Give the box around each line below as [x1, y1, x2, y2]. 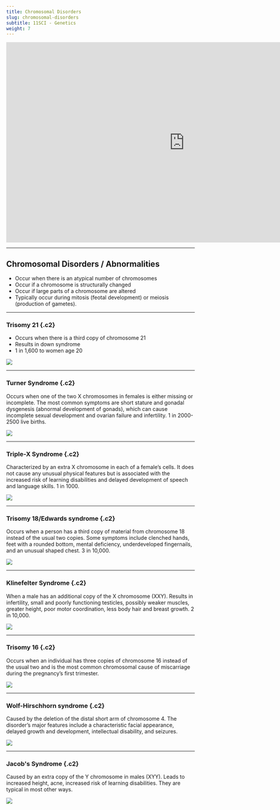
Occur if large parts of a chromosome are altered [14, 288, 136, 295]
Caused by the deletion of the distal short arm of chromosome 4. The [6, 715, 177, 723]
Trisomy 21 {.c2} [6, 321, 56, 329]
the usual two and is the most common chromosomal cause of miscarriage [6, 663, 190, 670]
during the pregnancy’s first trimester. [6, 669, 99, 677]
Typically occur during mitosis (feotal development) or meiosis [14, 294, 169, 301]
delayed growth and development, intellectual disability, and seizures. [6, 728, 178, 735]
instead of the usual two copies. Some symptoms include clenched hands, [6, 534, 190, 542]
